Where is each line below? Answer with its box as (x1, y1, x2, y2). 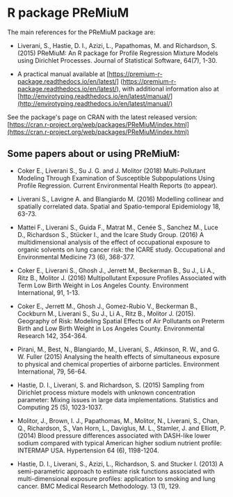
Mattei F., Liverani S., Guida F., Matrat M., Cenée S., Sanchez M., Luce (17, 223, 218, 231)
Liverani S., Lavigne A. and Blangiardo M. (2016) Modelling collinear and (17, 194, 224, 203)
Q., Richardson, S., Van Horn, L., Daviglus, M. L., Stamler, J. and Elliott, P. (17, 424, 226, 432)
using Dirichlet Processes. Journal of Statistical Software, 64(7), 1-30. (17, 56, 218, 64)
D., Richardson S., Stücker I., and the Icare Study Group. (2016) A (17, 230, 204, 238)
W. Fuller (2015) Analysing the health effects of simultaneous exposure (17, 352, 220, 360)
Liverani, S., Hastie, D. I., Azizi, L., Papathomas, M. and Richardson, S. (17, 41, 217, 49)
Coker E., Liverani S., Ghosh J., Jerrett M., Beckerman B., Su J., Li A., (17, 266, 215, 275)
